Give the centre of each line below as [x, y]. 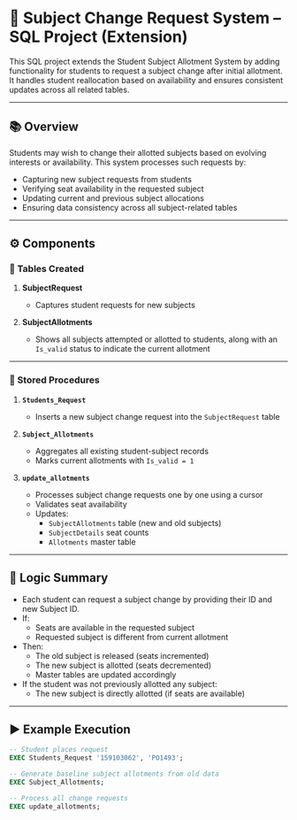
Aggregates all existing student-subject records [122, 451]
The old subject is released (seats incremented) [122, 655]
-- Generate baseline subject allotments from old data [114, 774]
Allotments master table [92, 542]
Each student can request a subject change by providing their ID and [147, 599]
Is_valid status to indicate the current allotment [122, 349]
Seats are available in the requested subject [115, 627]
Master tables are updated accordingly [106, 674]
